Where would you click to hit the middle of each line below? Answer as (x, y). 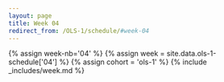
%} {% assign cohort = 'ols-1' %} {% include (133, 62)
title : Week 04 (34, 23)
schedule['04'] (33, 62)
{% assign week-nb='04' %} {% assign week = (87, 54)
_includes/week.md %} (47, 71)
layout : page (30, 16)
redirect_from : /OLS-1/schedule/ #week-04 (79, 31)
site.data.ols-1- (191, 54)
